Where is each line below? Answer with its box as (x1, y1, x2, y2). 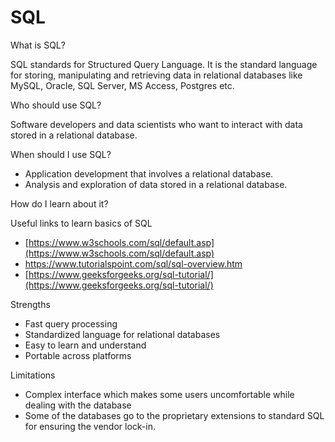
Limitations (10, 369, 56, 381)
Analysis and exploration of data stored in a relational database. (24, 178, 288, 190)
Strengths (10, 298, 51, 310)
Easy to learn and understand (24, 339, 147, 351)
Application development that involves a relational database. (24, 167, 274, 180)
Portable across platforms (24, 349, 132, 361)
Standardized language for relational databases (24, 328, 221, 340)
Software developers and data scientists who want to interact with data (10, 118, 303, 130)
